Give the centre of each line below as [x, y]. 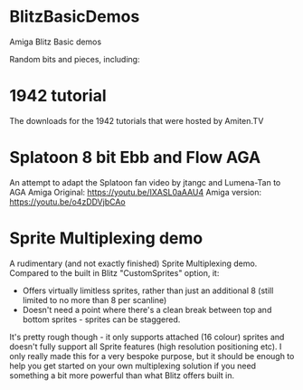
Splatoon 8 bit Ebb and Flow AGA [135, 158]
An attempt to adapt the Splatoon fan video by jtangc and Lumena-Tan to [145, 182]
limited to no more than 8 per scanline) [95, 300]
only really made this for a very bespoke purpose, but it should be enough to [152, 356]
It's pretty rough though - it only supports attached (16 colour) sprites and [147, 337]
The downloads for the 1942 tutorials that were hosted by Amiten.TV [137, 120]
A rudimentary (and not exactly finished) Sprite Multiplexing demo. [133, 263]
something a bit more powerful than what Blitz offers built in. [122, 375]
